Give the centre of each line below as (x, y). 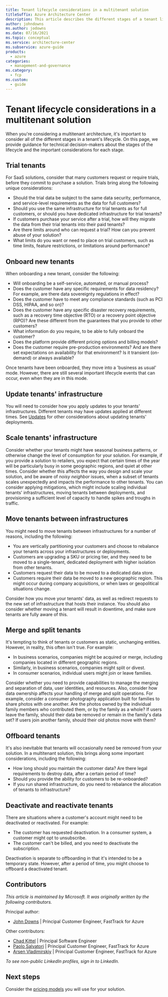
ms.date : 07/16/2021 (27, 33)
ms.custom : (17, 80)
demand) (22, 358)
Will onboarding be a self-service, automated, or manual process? (81, 283)
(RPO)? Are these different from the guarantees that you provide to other (87, 321)
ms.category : (19, 71)
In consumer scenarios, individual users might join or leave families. (83, 673)
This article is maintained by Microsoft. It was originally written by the (77, 896)
